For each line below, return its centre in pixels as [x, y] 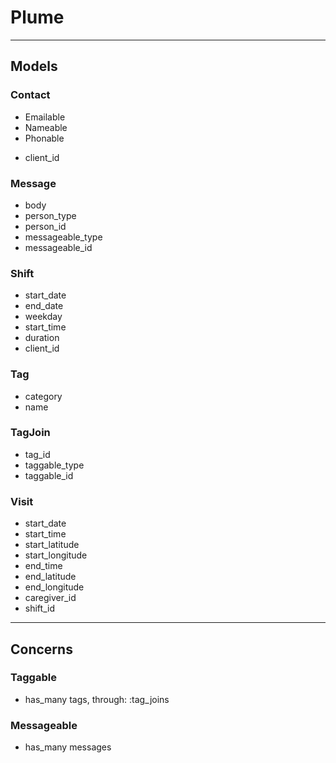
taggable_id [49, 475]
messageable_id [58, 247]
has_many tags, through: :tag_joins [97, 699]
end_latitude [50, 577]
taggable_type [54, 465]
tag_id [37, 454]
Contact [30, 95]
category [43, 396]
